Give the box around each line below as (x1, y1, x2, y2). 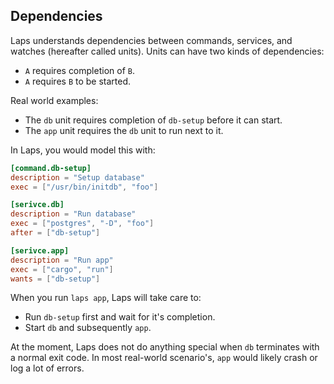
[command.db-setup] (10, 163, 92, 173)
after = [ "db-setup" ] (10, 228, 101, 238)
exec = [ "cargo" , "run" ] (10, 264, 114, 274)
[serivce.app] (10, 245, 70, 256)
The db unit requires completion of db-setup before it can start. (24, 114, 283, 126)
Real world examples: (10, 94, 99, 106)
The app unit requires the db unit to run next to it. (24, 124, 224, 136)
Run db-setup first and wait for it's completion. (24, 311, 216, 323)
